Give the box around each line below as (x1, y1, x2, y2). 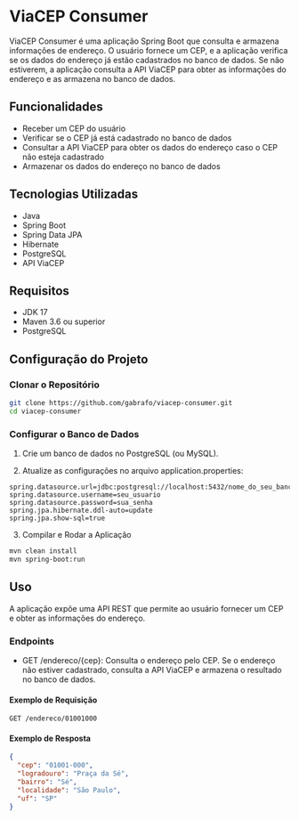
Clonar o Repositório (9, 378, 100, 391)
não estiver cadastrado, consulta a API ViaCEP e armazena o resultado (21, 664, 282, 675)
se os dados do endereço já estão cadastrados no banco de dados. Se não (9, 54, 285, 65)
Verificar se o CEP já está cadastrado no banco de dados (21, 132, 232, 143)
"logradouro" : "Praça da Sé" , (17, 769, 129, 778)
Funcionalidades (9, 100, 104, 115)
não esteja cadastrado (21, 151, 105, 162)
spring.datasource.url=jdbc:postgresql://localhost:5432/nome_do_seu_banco (9, 483, 296, 491)
